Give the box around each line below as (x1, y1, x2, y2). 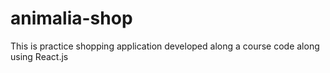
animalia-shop (10, 7, 133, 30)
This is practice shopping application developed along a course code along (10, 40, 320, 52)
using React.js (10, 50, 69, 62)
